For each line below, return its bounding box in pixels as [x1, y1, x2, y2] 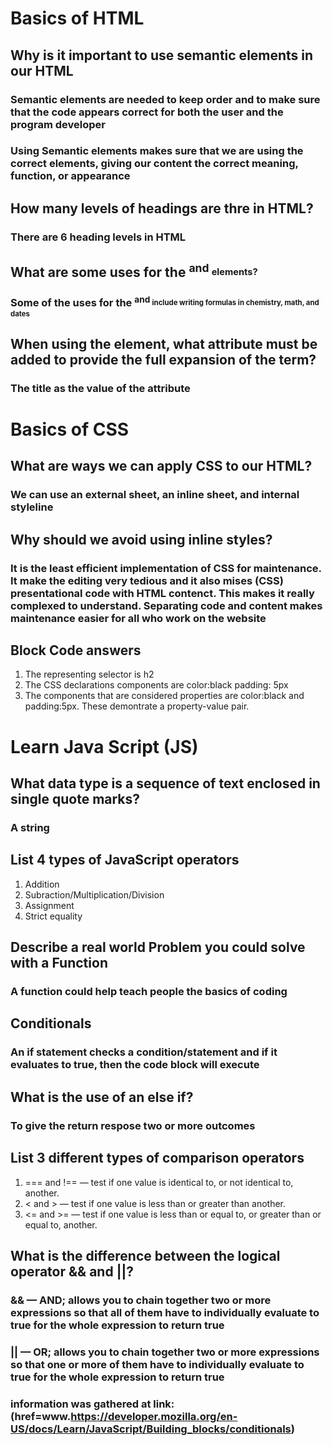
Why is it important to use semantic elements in [10, 47, 314, 64]
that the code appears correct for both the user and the [10, 105, 284, 119]
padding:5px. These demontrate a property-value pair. [24, 700, 250, 712]
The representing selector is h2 [24, 668, 155, 681]
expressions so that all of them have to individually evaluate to [10, 1305, 320, 1319]
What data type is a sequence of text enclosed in [10, 775, 321, 792]
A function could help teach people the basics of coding [10, 985, 288, 999]
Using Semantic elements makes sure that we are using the [10, 144, 304, 158]
